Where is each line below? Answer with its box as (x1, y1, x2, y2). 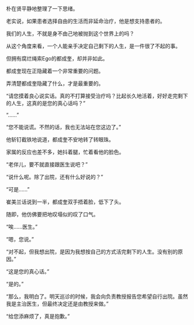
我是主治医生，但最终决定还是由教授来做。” (6, 300, 109, 307)
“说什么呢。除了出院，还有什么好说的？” (6, 174, 104, 180)
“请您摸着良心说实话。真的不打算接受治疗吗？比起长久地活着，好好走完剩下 (6, 93, 189, 99)
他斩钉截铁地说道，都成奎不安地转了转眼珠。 (6, 136, 114, 143)
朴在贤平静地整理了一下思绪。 (6, 5, 78, 12)
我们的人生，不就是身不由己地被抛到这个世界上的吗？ (6, 30, 135, 37)
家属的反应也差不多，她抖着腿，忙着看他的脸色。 (6, 148, 124, 155)
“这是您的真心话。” (6, 268, 50, 275)
